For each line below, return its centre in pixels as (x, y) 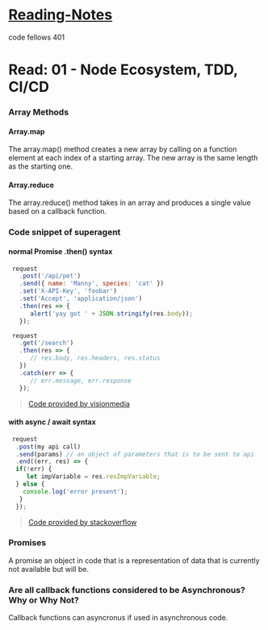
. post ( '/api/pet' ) (50, 276)
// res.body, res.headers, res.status (95, 358)
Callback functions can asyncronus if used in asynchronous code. (118, 618)
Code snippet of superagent (65, 232)
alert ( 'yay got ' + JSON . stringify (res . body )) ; (111, 313)
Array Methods (39, 112)
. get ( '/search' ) (46, 343)
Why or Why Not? (44, 600)
